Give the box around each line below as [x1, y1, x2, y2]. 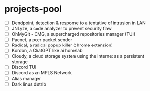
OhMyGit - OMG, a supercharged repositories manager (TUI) [11, 31, 136, 37]
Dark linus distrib [11, 81, 46, 87]
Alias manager [11, 75, 41, 81]
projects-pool [4, 3, 62, 15]
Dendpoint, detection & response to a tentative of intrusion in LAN [11, 20, 146, 26]
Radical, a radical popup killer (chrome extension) [11, 42, 113, 48]
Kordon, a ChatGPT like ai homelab [11, 48, 83, 54]
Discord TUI [11, 64, 37, 70]
